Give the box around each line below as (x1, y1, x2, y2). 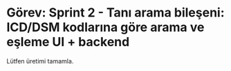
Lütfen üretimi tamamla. (6, 57, 74, 65)
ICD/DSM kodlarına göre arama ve (6, 19, 205, 35)
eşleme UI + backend (6, 34, 130, 50)
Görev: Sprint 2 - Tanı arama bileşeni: (6, 5, 225, 21)
